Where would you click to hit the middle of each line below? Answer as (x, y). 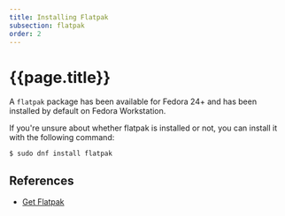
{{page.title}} (60, 77)
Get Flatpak (43, 202)
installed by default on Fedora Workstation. (88, 111)
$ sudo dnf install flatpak (61, 154)
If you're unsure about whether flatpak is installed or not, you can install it (143, 128)
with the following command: (62, 138)
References (42, 180)
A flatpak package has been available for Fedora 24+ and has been (133, 101)
